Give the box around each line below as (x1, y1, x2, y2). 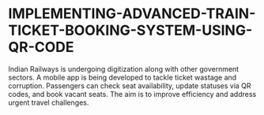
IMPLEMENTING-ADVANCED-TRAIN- (8, 5, 256, 23)
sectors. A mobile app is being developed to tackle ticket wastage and (8, 72, 237, 82)
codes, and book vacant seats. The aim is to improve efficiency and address (8, 89, 257, 98)
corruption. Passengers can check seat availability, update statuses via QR (8, 80, 251, 91)
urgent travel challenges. (8, 98, 89, 107)
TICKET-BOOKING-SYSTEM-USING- (8, 21, 253, 39)
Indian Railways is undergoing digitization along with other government (8, 64, 239, 73)
